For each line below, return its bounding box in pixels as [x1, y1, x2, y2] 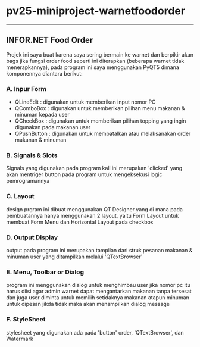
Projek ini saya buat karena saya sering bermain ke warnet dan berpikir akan [6, 51, 193, 58]
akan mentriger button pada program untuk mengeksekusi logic [6, 171, 162, 178]
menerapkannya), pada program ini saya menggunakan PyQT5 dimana [6, 64, 180, 71]
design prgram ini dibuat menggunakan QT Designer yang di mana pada [6, 205, 183, 212]
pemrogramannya [6, 177, 50, 185]
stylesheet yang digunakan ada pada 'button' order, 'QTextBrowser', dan [6, 329, 185, 336]
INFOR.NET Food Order [6, 35, 93, 45]
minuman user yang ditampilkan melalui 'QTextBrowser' [6, 253, 143, 260]
